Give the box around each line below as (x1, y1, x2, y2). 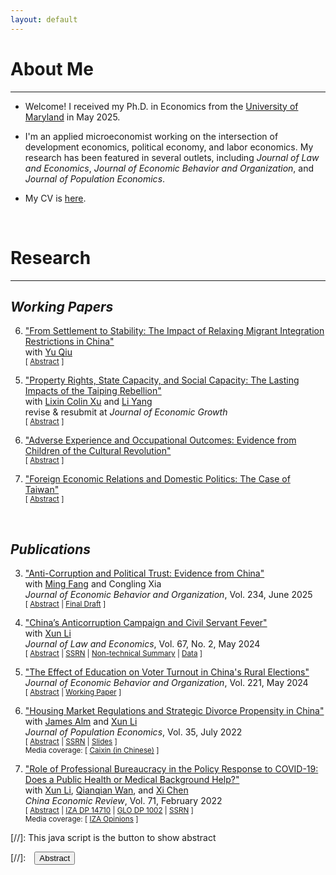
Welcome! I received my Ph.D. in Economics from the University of (24, 100, 299, 112)
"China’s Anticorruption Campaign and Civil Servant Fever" (24, 617, 268, 629)
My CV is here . (24, 192, 87, 204)
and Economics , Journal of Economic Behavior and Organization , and (24, 162, 315, 174)
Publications (10, 541, 92, 558)
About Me (10, 57, 94, 80)
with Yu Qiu (24, 346, 73, 358)
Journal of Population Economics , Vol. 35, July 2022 (24, 726, 243, 738)
